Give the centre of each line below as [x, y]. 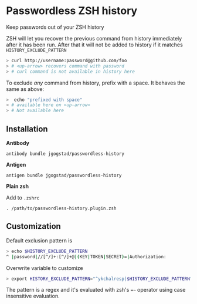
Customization [34, 226]
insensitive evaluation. [33, 296]
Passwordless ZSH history [72, 11]
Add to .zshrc [23, 197]
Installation [27, 129]
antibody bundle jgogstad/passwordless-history [65, 154]
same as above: [25, 89]
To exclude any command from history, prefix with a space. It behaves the [96, 83]
